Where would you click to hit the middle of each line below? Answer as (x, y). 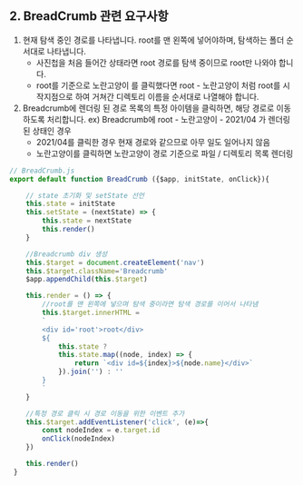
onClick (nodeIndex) (79, 439)
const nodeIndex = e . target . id (101, 431)
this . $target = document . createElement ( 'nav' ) (115, 262)
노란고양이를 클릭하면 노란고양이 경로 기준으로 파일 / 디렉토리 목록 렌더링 (165, 153)
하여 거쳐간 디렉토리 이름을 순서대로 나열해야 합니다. (167, 96)
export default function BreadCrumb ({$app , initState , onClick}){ (140, 179)
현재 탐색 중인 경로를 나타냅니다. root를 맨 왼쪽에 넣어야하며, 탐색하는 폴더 (153, 40)
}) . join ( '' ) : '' (91, 372)
